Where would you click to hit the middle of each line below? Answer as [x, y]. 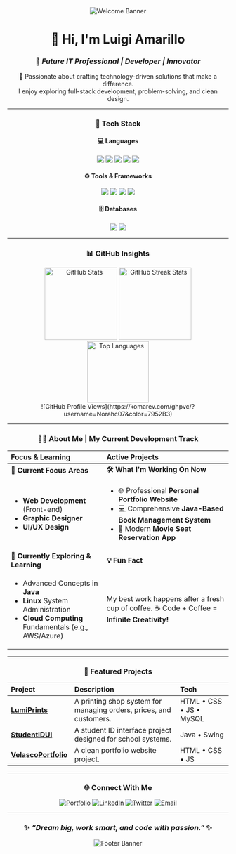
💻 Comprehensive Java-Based [171, 508]
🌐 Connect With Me [118, 787]
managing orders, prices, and [123, 710]
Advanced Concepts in [60, 583]
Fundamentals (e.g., [55, 626]
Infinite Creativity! [138, 619]
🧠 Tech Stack [118, 124]
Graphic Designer [53, 518]
